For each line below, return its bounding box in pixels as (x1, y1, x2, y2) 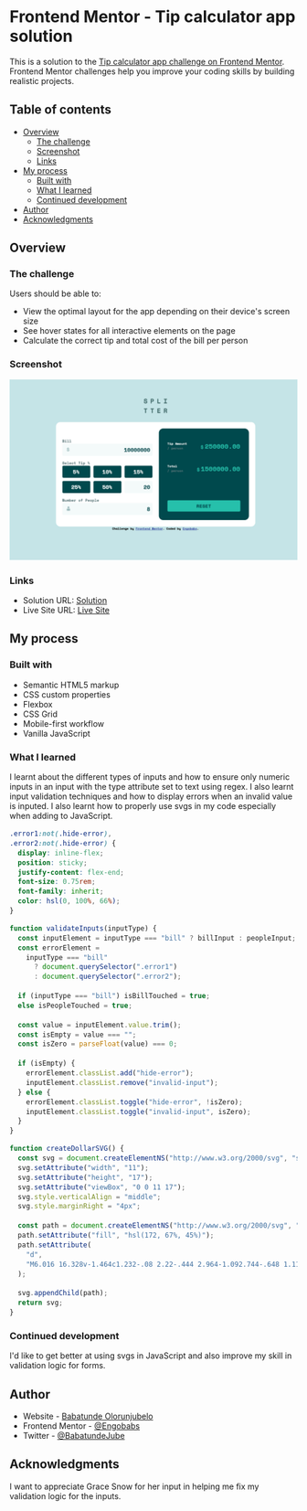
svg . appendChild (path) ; (17, 1289, 108, 1298)
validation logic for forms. (9, 1360, 106, 1371)
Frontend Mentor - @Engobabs (22, 1420, 140, 1431)
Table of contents (9, 102, 111, 118)
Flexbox (22, 698, 53, 709)
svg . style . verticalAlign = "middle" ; (17, 1192, 162, 1201)
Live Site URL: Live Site (22, 605, 111, 616)
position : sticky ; (17, 857, 89, 867)
